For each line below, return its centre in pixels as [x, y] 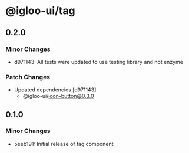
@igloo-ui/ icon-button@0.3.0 [58, 96]
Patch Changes [28, 77]
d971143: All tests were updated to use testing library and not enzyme [99, 62]
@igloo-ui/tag [40, 11]
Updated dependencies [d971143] [55, 90]
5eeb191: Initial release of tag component [64, 144]
